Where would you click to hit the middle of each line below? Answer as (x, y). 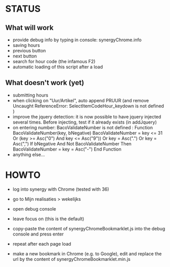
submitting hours (30, 95)
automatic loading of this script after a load (58, 67)
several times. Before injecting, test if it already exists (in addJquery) (84, 122)
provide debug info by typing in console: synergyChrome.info (77, 40)
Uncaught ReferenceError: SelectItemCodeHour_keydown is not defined (88, 106)
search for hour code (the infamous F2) (54, 61)
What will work (30, 28)
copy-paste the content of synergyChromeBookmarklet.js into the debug (89, 228)
